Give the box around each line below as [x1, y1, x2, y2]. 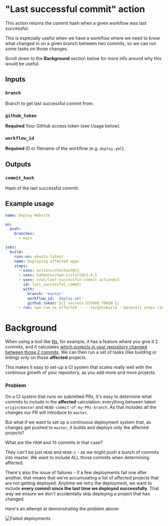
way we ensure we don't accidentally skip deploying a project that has [5, 490, 150, 496]
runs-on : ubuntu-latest [14, 254, 64, 259]
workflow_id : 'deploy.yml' [27, 296, 84, 301]
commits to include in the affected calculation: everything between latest [5, 398, 156, 404]
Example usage [5, 199, 54, 208]
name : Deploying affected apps [14, 258, 79, 263]
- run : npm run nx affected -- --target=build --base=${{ [18, 305, 142, 310]
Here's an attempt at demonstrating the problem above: [5, 505, 120, 511]
